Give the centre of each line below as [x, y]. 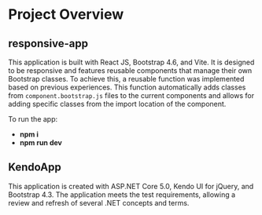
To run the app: [33, 119]
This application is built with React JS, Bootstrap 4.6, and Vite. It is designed [131, 62]
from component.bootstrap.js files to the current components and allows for [131, 95]
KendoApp [35, 168]
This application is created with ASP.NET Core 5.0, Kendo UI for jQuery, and [131, 186]
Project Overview [66, 15]
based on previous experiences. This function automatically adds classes [127, 87]
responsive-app [48, 44]
